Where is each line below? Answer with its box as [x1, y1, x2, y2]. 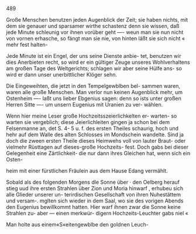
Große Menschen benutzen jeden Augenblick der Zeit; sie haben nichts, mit [6, 16, 188, 23]
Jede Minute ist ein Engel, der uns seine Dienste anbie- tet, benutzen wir [6, 53, 181, 59]
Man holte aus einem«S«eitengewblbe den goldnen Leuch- [6, 221, 149, 228]
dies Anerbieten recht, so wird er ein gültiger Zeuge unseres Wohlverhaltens [6, 58, 190, 66]
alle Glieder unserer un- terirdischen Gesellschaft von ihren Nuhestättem [6, 191, 181, 198]
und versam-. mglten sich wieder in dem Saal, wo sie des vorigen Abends [6, 197, 184, 204]
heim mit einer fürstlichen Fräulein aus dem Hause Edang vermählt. [6, 167, 168, 174]
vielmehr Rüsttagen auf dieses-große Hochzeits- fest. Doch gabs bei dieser [6, 143, 189, 150]
